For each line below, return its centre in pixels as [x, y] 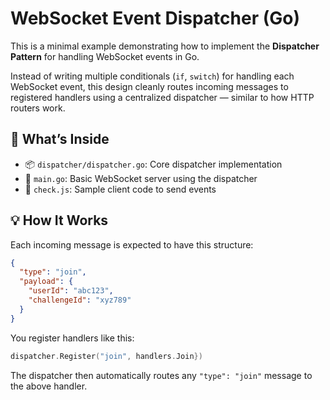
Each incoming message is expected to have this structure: [132, 244]
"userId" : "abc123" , [71, 291]
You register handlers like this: [72, 338]
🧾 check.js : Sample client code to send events [120, 189]
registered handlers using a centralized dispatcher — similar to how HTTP [162, 97]
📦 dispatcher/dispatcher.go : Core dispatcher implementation [153, 164]
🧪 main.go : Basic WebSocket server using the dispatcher [141, 178]
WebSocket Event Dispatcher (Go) [155, 18]
